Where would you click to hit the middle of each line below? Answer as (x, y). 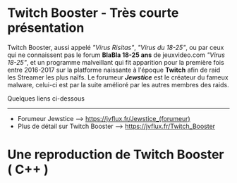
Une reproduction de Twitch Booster (116, 154)
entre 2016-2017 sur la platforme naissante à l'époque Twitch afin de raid (114, 70)
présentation (46, 28)
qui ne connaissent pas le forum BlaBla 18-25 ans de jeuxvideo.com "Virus (116, 55)
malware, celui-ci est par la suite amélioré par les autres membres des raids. (118, 84)
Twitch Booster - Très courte (93, 13)
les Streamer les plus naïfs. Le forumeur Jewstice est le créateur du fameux (118, 77)
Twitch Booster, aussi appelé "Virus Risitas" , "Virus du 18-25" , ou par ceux (116, 47)
